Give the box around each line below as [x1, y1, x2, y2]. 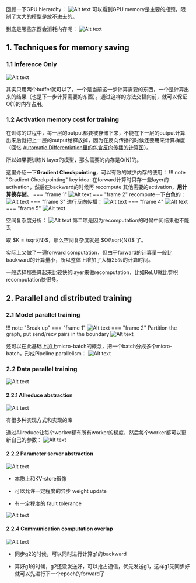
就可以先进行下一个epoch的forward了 [14, 570, 105, 577]
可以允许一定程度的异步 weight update [14, 488, 107, 495]
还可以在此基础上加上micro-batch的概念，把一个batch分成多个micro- [6, 342, 173, 349]
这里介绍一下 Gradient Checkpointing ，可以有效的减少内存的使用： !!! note [6, 169, 185, 176]
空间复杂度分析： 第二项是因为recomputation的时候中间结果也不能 [6, 217, 190, 224]
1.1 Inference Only [6, 60, 57, 68]
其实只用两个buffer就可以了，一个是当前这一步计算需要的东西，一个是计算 [6, 85, 184, 92]
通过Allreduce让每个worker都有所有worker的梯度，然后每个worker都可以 [6, 429, 182, 436]
